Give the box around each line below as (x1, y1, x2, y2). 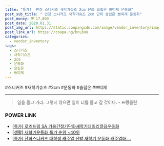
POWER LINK (5, 111, 37, 118)
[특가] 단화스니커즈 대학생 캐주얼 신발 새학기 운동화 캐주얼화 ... (12, 136, 131, 142)
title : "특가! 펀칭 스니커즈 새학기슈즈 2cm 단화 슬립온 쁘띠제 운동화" (5, 7, 134, 12)
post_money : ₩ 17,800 (5, 16, 49, 21)
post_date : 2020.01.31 (5, 20, 51, 26)
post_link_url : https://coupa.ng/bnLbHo (5, 30, 89, 35)
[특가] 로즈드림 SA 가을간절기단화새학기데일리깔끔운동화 (12, 124, 120, 129)
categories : (5, 35, 29, 39)
